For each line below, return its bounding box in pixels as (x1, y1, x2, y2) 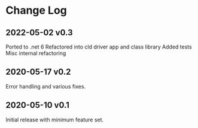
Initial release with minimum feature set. (5, 116, 104, 123)
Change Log (5, 4, 67, 17)
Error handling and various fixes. (5, 83, 86, 90)
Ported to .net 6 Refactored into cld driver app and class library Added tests (5, 43, 192, 50)
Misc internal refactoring (5, 50, 66, 57)
